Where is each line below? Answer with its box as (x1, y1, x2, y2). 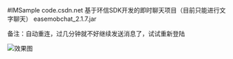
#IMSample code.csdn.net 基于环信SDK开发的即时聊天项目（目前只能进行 (7, 6, 220, 14)
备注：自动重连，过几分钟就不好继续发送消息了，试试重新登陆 (7, 30, 185, 37)
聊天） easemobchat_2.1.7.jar (13, 15, 97, 23)
